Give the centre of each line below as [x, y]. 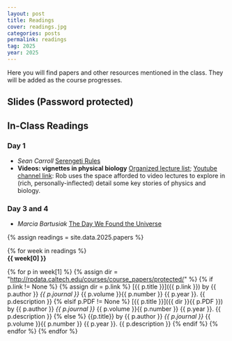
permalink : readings [37, 40]
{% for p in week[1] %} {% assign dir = [63, 272]
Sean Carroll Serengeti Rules [59, 161]
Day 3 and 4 [28, 208]
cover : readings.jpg [37, 27]
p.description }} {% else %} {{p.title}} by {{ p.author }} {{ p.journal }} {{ [109, 317]
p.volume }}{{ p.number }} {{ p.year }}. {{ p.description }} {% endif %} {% [113, 324]
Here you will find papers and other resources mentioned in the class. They [115, 72]
